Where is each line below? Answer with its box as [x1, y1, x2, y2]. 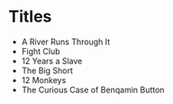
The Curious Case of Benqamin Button [21, 84, 165, 95]
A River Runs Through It [21, 36, 111, 47]
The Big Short [21, 65, 74, 76]
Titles [8, 6, 52, 27]
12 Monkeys [21, 74, 67, 85]
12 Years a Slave [21, 55, 83, 66]
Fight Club [21, 45, 60, 56]
